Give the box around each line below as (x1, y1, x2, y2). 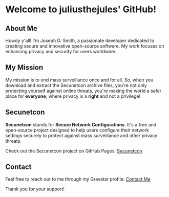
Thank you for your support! (5, 186, 65, 192)
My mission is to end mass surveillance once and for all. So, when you (5, 77, 154, 83)
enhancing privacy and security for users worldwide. (5, 49, 117, 54)
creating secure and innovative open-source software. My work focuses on (5, 43, 164, 49)
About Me (5, 24, 37, 33)
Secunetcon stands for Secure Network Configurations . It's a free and (5, 121, 157, 127)
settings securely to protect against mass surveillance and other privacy (5, 132, 158, 139)
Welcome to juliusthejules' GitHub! (5, 4, 157, 15)
